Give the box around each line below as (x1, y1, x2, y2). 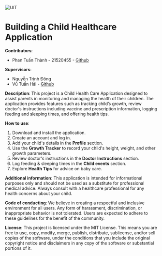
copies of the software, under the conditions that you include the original (5, 235, 150, 241)
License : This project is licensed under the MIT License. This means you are (5, 225, 157, 230)
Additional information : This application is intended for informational (5, 175, 143, 181)
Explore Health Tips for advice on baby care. (12, 166, 103, 171)
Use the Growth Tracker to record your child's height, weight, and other (12, 145, 156, 151)
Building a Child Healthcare (5, 22, 117, 32)
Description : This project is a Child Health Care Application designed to (5, 90, 148, 96)
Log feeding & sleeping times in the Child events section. (12, 160, 127, 166)
